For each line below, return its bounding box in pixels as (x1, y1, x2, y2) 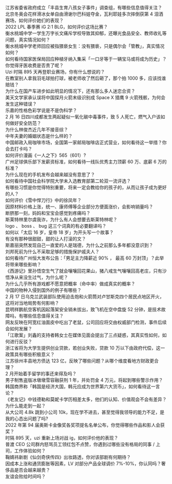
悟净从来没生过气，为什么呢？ (5, 274, 68, 280)
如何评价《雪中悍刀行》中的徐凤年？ (5, 197, 82, 203)
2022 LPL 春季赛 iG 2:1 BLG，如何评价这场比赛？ (5, 24, 109, 30)
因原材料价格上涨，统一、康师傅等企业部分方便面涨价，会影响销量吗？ (5, 203, 154, 210)
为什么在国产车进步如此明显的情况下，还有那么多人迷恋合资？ (5, 88, 136, 94)
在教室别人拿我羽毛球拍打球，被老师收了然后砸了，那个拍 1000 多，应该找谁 (5, 75, 166, 81)
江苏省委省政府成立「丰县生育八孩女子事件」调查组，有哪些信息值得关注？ (5, 5, 162, 10)
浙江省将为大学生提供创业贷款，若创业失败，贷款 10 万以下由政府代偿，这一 (5, 345, 165, 351)
